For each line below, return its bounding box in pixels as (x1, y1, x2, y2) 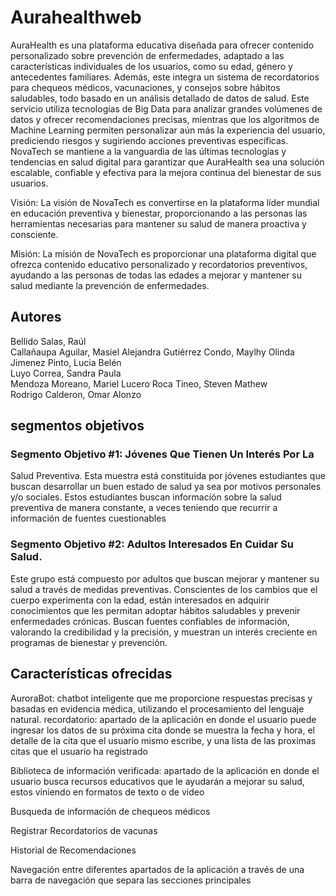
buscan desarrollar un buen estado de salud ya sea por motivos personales (10, 481, 322, 493)
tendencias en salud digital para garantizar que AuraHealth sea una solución (10, 156, 325, 168)
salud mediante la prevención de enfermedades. (10, 279, 210, 291)
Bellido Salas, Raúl (10, 335, 87, 347)
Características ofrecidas (10, 666, 173, 683)
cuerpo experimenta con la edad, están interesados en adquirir (10, 594, 270, 606)
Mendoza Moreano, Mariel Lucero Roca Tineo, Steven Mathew (10, 377, 268, 390)
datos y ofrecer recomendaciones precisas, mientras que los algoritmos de (10, 113, 320, 125)
